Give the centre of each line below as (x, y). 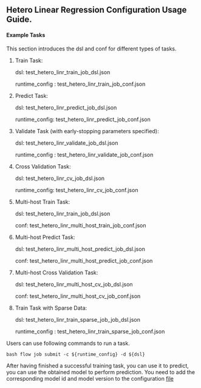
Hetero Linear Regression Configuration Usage (97, 10)
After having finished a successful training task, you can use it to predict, (98, 365)
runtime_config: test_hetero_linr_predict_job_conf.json (83, 119)
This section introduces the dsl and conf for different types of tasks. (92, 49)
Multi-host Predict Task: (45, 237)
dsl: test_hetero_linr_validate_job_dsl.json (66, 143)
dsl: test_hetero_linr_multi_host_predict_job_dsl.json (80, 249)
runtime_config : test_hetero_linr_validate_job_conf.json (84, 154)
